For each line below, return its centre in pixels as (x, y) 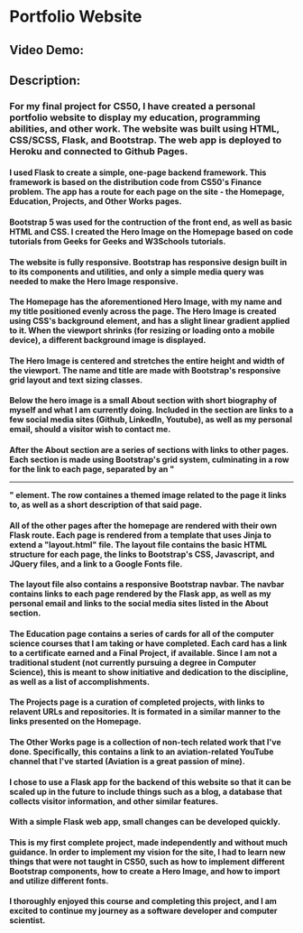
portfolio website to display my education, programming (135, 117)
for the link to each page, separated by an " (92, 469)
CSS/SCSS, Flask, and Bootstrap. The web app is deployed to (146, 140)
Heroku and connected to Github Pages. (99, 151)
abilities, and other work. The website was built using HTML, (144, 128)
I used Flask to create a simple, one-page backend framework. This (138, 172)
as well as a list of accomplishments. (80, 681)
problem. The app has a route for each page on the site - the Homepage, (147, 192)
